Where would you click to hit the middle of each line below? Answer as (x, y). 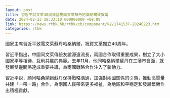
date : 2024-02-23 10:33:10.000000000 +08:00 (53, 19)
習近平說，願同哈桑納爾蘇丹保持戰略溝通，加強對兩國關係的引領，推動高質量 (85, 78)
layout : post (19, 10)
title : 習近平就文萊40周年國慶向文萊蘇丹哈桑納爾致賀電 (57, 15)
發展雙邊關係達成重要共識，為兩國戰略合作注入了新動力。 (65, 67)
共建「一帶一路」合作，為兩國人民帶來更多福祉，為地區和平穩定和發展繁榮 (83, 84)
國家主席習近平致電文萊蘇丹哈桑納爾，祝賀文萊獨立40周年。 (68, 44)
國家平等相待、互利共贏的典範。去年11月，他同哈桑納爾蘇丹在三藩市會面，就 (85, 61)
